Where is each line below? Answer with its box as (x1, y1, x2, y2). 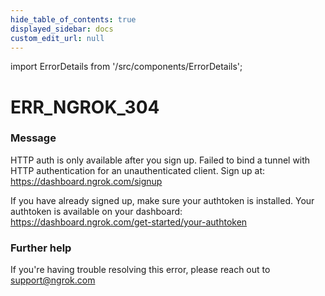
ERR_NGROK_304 (10, 96, 160, 118)
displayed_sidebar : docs (10, 24, 114, 34)
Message (10, 131, 57, 145)
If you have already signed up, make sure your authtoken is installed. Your (10, 194, 315, 206)
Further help (10, 241, 72, 255)
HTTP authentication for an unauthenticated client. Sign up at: (10, 164, 266, 176)
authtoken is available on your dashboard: (10, 205, 183, 217)
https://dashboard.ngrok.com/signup (10, 175, 163, 187)
